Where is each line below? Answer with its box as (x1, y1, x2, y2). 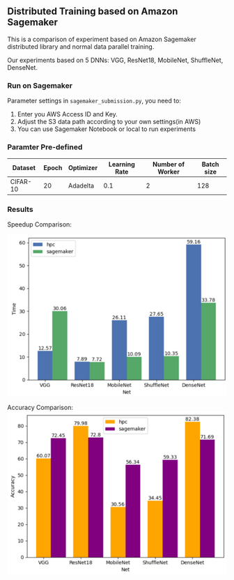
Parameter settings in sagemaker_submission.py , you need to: (7, 97, 181, 105)
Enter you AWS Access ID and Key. (17, 110, 118, 119)
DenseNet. (7, 63, 38, 72)
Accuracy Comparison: (7, 403, 73, 411)
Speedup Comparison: (7, 220, 72, 229)
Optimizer (68, 164, 98, 172)
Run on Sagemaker (7, 80, 73, 90)
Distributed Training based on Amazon (7, 6, 178, 17)
